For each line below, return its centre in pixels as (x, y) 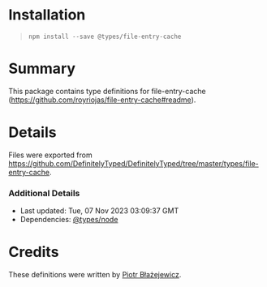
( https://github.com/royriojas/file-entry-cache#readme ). (102, 100)
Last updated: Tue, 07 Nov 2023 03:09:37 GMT (99, 211)
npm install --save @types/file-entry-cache (105, 36)
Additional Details (44, 193)
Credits (34, 252)
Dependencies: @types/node (69, 220)
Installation (47, 15)
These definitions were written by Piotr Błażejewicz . (95, 275)
